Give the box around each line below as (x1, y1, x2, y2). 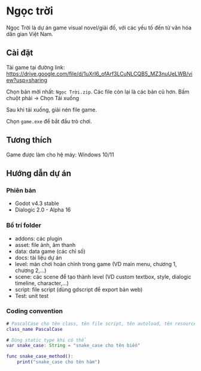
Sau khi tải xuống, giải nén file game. (6, 106, 98, 113)
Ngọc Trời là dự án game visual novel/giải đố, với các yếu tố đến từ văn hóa (6, 24, 192, 31)
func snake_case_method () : (6, 354, 74, 360)
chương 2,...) (14, 267, 47, 274)
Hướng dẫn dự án (6, 168, 72, 178)
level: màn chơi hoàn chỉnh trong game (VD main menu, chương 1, (14, 260, 177, 267)
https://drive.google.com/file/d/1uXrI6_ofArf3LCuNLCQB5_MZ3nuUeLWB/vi (6, 70, 193, 77)
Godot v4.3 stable (14, 200, 59, 207)
